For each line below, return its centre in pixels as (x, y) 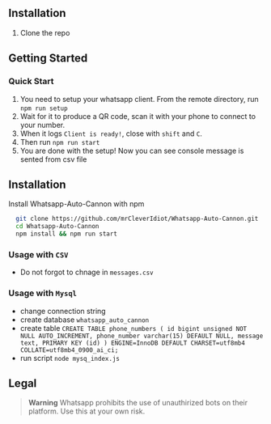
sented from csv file (53, 159)
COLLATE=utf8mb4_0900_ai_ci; (69, 350)
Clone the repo (45, 32)
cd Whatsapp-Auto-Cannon (57, 227)
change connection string (63, 311)
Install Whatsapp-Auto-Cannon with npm (76, 204)
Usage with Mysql (42, 293)
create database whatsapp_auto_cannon (85, 320)
